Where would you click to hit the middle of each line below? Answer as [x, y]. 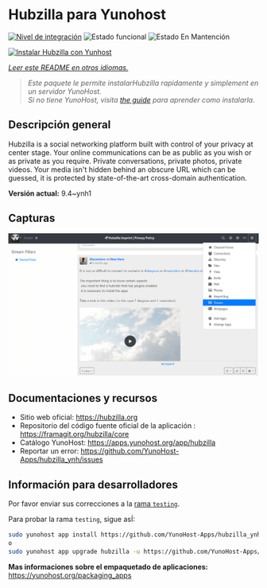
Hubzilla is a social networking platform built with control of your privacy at [131, 144]
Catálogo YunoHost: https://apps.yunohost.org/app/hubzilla [118, 442]
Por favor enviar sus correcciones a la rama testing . [94, 504]
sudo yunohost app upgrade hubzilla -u [74, 551]
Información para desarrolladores [93, 484]
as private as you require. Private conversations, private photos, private [125, 161]
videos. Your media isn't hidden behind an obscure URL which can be [122, 169]
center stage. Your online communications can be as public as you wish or [130, 152]
